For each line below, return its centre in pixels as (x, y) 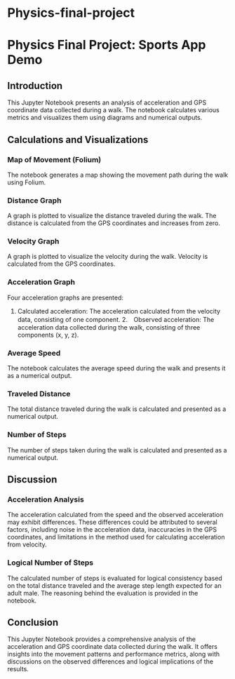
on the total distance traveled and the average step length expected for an (115, 585)
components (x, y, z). (48, 335)
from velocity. (27, 544)
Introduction (35, 86)
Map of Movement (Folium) (54, 159)
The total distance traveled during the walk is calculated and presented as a (117, 409)
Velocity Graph (33, 241)
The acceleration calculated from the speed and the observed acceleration (115, 515)
